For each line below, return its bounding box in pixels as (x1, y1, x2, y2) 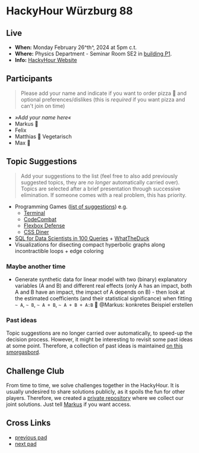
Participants (6, 73, 52, 84)
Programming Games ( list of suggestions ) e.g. (14, 203, 128, 210)
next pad (14, 440, 37, 447)
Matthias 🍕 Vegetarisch (14, 132, 72, 140)
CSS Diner (23, 228, 49, 235)
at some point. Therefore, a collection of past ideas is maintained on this (6, 342, 183, 350)
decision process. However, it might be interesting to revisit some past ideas (6, 336, 193, 343)
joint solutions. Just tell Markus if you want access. (6, 401, 131, 408)
